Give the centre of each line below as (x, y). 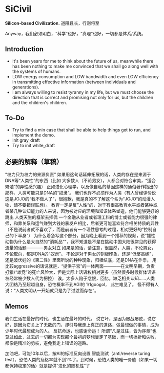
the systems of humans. (36, 71)
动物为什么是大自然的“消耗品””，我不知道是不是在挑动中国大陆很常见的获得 (81, 242)
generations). (26, 87)
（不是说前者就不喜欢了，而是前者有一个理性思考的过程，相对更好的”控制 (79, 230)
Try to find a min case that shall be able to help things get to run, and (81, 130)
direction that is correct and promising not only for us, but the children (83, 97)
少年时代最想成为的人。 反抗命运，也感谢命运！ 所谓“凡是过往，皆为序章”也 (81, 331)
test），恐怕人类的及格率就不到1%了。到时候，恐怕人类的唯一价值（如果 (77, 360)
